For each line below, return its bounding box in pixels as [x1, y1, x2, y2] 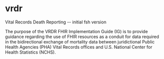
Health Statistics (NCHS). [5, 49, 56, 55]
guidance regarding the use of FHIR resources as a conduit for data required [5, 34, 159, 39]
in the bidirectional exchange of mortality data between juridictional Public [5, 39, 155, 44]
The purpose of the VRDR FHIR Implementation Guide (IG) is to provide [5, 28, 148, 34]
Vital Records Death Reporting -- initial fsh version [5, 19, 107, 25]
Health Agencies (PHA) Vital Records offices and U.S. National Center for [5, 44, 153, 50]
